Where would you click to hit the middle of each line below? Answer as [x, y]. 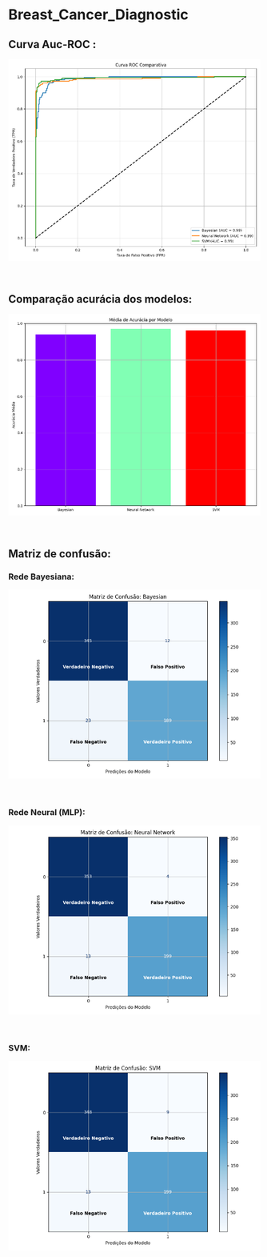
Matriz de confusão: [60, 554]
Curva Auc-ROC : [52, 44]
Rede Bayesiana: [41, 576]
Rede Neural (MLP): [47, 812]
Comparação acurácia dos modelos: [100, 299]
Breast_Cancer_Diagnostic [99, 15]
